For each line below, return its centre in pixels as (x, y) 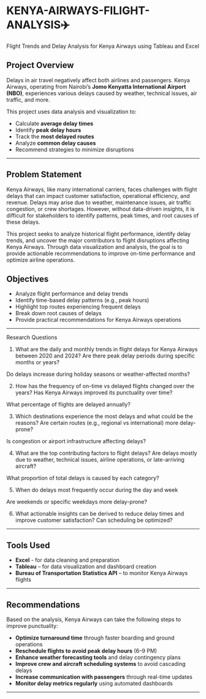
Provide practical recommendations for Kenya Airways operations (98, 320)
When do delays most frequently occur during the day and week (97, 490)
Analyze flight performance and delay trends (72, 294)
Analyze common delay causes (55, 143)
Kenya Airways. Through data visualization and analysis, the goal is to (94, 246)
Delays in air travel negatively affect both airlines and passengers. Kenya (98, 80)
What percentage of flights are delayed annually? (68, 405)
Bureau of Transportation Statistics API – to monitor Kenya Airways (101, 573)
